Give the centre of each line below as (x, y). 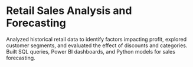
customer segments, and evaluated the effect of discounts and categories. (97, 45)
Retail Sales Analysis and (69, 11)
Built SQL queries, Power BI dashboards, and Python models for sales (91, 51)
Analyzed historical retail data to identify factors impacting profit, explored (97, 39)
